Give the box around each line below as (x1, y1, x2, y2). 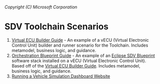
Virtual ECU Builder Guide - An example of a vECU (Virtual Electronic (11, 37, 149, 43)
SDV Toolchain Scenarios (4, 21, 109, 32)
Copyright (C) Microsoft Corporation (4, 4, 78, 10)
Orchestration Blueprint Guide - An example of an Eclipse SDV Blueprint (11, 52, 155, 58)
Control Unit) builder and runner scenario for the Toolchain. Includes (11, 42, 148, 48)
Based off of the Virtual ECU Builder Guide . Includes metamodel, (11, 63, 141, 68)
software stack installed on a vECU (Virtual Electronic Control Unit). (11, 58, 146, 64)
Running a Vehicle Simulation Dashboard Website (11, 73, 110, 79)
